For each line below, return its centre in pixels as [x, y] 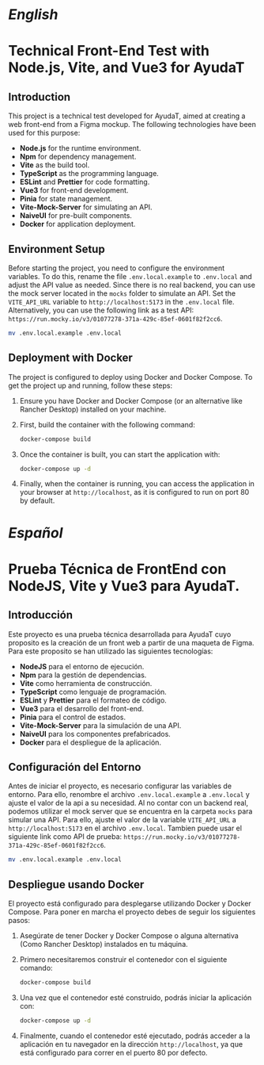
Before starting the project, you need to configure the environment [117, 268]
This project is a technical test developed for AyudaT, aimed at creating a [127, 116]
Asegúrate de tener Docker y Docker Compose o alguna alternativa [129, 936]
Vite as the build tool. [55, 165]
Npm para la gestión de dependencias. [83, 675]
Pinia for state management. [66, 199]
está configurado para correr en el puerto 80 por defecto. [113, 1052]
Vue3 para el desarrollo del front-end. [82, 708]
